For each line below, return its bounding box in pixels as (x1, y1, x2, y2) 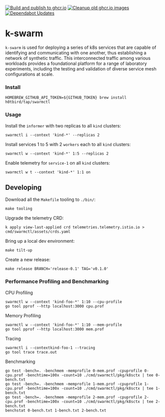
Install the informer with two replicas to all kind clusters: (5, 122, 121, 128)
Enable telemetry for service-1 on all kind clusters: (5, 160, 110, 166)
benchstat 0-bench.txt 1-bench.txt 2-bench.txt (5, 408, 107, 413)
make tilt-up (5, 248, 33, 253)
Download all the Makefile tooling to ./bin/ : (5, 196, 96, 202)
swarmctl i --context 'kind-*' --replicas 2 (5, 132, 100, 137)
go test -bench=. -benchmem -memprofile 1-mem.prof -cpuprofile (5, 381, 142, 386)
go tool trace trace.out (5, 350, 57, 355)
